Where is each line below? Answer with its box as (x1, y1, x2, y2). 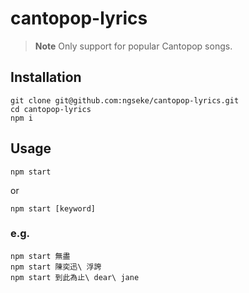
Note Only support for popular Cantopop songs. (34, 40, 233, 52)
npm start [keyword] (10, 203, 97, 214)
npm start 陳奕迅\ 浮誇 (10, 262, 102, 272)
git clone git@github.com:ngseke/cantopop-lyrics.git (10, 95, 240, 106)
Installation (10, 69, 82, 86)
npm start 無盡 (10, 251, 71, 261)
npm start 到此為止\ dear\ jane (10, 272, 140, 282)
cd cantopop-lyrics (10, 104, 92, 114)
